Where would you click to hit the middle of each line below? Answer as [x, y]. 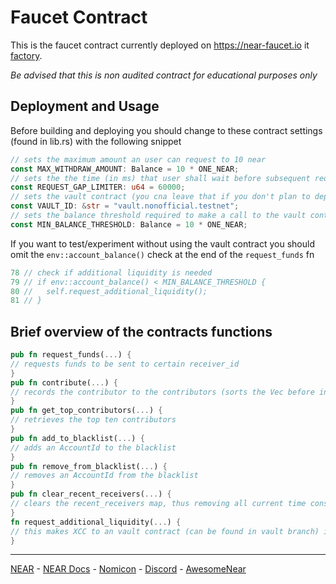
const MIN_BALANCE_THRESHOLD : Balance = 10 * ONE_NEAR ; [129, 224]
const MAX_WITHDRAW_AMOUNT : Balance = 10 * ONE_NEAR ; [125, 169]
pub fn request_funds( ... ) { [71, 355]
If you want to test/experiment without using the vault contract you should [162, 243]
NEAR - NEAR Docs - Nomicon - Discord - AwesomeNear [128, 569]
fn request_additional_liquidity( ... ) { [96, 522]
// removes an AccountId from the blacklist [104, 476]
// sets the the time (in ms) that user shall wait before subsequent [160, 178]
